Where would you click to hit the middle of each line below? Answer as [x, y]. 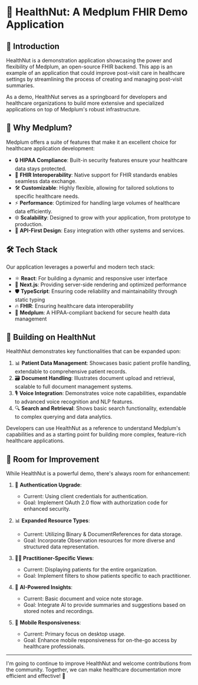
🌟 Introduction [33, 46]
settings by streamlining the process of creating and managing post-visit [94, 79]
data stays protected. [40, 168]
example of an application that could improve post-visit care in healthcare [95, 73]
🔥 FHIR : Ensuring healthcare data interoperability [74, 306]
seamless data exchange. [46, 181]
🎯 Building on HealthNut [51, 337]
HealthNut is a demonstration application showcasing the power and [89, 60]
